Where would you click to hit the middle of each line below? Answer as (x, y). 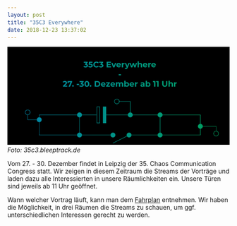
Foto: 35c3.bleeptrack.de (44, 150)
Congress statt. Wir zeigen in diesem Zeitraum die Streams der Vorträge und (119, 171)
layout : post (26, 15)
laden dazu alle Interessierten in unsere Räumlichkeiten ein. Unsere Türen (114, 179)
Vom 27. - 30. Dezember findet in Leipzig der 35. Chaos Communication (112, 164)
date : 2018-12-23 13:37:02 (47, 30)
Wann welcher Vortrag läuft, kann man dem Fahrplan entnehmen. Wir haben (118, 200)
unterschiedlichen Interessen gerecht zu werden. (79, 215)
